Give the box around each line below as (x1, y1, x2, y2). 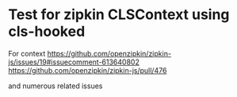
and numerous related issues (8, 81, 103, 91)
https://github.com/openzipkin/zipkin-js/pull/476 (8, 65, 167, 75)
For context (8, 48, 46, 58)
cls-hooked (8, 22, 86, 41)
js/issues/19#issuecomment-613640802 (8, 57, 140, 67)
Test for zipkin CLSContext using (8, 6, 230, 24)
